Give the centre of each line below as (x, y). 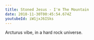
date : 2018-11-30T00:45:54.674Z (38, 14)
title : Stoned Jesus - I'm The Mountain (47, 10)
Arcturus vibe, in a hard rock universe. (44, 33)
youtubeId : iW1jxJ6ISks (30, 19)
